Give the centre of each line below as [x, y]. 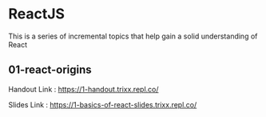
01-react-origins [50, 70]
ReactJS [37, 14]
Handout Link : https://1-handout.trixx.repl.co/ [83, 89]
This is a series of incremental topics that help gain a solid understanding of [133, 36]
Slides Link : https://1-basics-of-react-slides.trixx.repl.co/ [103, 104]
